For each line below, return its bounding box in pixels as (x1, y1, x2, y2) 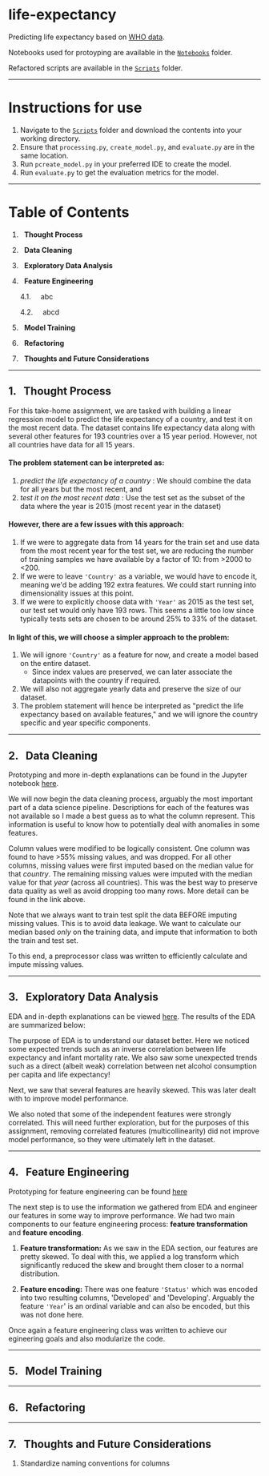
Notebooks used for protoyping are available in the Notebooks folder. (8, 47, 233, 57)
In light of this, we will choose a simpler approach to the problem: (8, 632, 230, 642)
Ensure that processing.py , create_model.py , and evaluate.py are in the (19, 142, 255, 151)
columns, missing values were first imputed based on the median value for (8, 860, 254, 870)
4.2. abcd (19, 307, 60, 317)
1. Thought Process (8, 384, 112, 398)
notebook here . (8, 779, 58, 788)
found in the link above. (8, 895, 86, 904)
